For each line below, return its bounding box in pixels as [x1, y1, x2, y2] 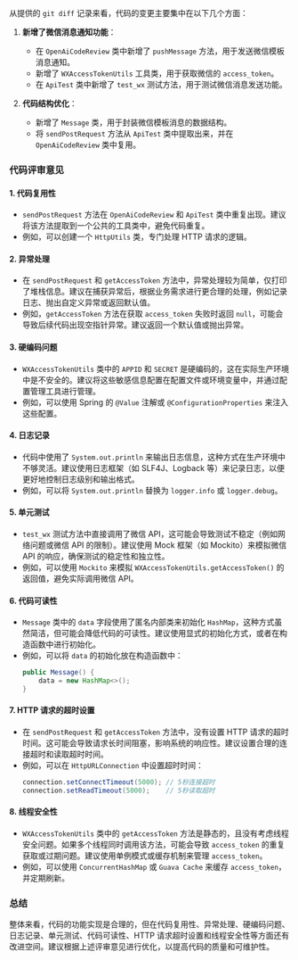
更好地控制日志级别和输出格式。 [21, 474, 140, 484]
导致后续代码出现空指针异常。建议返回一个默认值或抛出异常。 [21, 319, 249, 330]
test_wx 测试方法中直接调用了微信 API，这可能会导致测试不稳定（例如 [21, 528, 278, 539]
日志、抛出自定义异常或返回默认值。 [21, 297, 156, 308]
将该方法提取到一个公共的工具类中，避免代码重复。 [21, 220, 210, 231]
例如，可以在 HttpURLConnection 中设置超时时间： [21, 759, 205, 770]
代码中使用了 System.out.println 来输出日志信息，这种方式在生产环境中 [21, 451, 286, 462]
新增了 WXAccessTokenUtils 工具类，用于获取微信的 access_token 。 [35, 68, 279, 79]
